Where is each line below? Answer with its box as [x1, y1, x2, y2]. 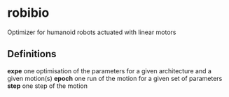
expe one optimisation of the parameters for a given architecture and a [7, 66, 212, 75]
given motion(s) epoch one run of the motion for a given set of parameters [7, 74, 223, 82]
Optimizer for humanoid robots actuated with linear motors [7, 28, 176, 36]
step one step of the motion [7, 82, 88, 90]
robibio [7, 5, 50, 21]
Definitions [7, 48, 57, 60]
